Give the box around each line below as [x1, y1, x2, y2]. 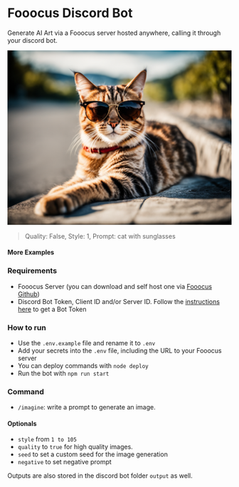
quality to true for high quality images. [17, 443, 133, 451]
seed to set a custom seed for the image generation [17, 450, 169, 459]
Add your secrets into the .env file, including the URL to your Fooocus [17, 346, 222, 355]
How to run [7, 323, 46, 332]
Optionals [7, 419, 37, 428]
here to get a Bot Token [17, 305, 87, 313]
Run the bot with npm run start [17, 369, 110, 377]
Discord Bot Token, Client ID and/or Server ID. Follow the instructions [17, 297, 221, 305]
